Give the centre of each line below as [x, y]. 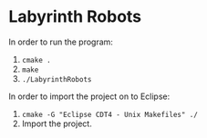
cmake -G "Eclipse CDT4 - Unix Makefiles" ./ [109, 114]
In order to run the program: [61, 42]
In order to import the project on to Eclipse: [89, 96]
